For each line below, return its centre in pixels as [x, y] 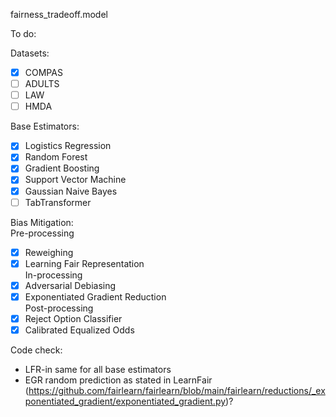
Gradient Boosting [62, 168]
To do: [23, 33]
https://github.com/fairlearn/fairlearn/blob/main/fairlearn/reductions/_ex [177, 390]
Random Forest [56, 157]
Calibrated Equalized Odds [79, 330]
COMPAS [43, 72]
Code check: [36, 350]
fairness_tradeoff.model [59, 14]
